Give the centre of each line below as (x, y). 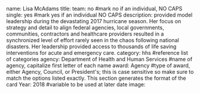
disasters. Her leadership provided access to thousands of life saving (91, 46)
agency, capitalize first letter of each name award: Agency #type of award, (98, 65)
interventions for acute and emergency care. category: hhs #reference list (97, 53)
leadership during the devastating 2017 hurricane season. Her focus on (94, 21)
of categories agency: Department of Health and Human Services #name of (99, 59)
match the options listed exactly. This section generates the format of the (96, 78)
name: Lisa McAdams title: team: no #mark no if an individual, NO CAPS (94, 9)
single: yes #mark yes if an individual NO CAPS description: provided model (99, 15)
